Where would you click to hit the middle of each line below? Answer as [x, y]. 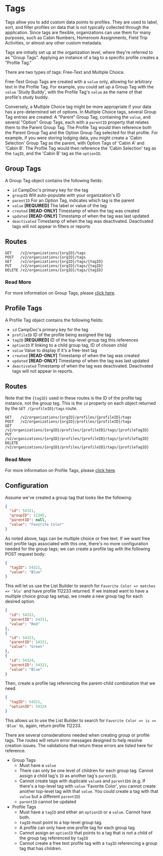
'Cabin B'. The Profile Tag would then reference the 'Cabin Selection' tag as [81, 148]
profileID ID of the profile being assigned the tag [62, 335]
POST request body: [26, 554]
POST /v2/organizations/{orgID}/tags [45, 257]
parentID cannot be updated [48, 801]
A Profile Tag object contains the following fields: [54, 320]
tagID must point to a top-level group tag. [61, 822]
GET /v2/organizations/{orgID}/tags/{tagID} [54, 261]
